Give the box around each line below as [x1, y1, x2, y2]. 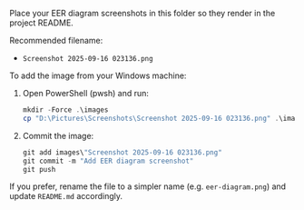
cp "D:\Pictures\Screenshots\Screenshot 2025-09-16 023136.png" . [22, 114, 279, 123]
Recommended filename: [9, 35, 103, 45]
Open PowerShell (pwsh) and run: [22, 88, 150, 98]
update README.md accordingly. [9, 191, 123, 202]
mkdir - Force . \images [22, 105, 109, 115]
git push [22, 165, 56, 174]
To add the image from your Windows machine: [9, 70, 187, 81]
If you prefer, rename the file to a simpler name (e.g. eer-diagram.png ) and [9, 181, 287, 192]
